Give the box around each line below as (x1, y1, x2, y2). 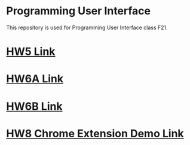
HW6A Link (6, 72, 64, 86)
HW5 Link (6, 45, 56, 58)
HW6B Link (6, 100, 63, 113)
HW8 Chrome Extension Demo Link (6, 127, 184, 140)
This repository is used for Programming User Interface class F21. (6, 24, 168, 31)
